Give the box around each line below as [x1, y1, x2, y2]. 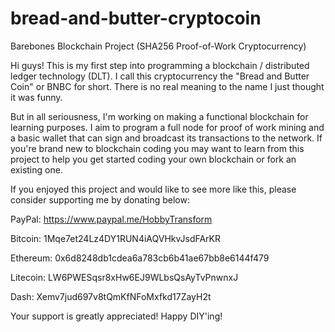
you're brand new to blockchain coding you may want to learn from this [10, 142, 305, 154]
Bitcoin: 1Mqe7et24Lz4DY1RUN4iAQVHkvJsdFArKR [10, 232, 222, 244]
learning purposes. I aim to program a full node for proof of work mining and [10, 121, 325, 133]
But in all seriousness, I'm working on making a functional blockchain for [10, 110, 309, 122]
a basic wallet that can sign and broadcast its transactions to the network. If [10, 132, 323, 144]
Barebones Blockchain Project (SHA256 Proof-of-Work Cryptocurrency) [10, 40, 307, 52]
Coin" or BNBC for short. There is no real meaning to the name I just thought [10, 80, 325, 92]
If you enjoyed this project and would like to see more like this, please [10, 183, 297, 195]
